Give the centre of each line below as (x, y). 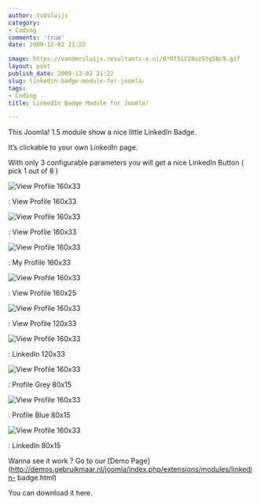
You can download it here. (50, 493)
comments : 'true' (37, 37)
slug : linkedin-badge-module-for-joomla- (77, 81)
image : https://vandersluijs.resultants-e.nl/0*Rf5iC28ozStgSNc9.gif (125, 59)
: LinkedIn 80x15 (35, 446)
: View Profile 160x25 (42, 293)
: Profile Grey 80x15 (40, 385)
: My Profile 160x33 (40, 263)
